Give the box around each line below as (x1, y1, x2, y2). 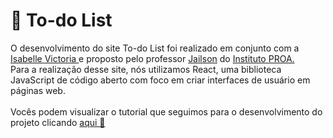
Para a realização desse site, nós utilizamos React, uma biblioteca (10, 63, 282, 75)
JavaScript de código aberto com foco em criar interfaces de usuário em (10, 74, 311, 86)
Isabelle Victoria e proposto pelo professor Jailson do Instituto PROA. (10, 52, 295, 64)
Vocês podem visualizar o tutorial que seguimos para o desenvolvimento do (10, 105, 323, 118)
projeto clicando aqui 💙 (10, 116, 106, 128)
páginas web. (10, 84, 66, 96)
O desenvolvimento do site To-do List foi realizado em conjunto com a (10, 42, 300, 54)
